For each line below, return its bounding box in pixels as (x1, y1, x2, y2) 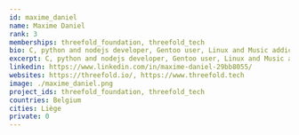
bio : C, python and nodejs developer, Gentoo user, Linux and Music (9, 46, 269, 55)
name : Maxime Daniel (9, 21, 86, 30)
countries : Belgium (9, 95, 82, 105)
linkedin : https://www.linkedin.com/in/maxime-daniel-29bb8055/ (9, 63, 253, 72)
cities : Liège (9, 104, 62, 113)
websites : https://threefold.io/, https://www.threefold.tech (9, 71, 245, 80)
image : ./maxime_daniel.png (9, 79, 114, 88)
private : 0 (9, 112, 50, 121)
